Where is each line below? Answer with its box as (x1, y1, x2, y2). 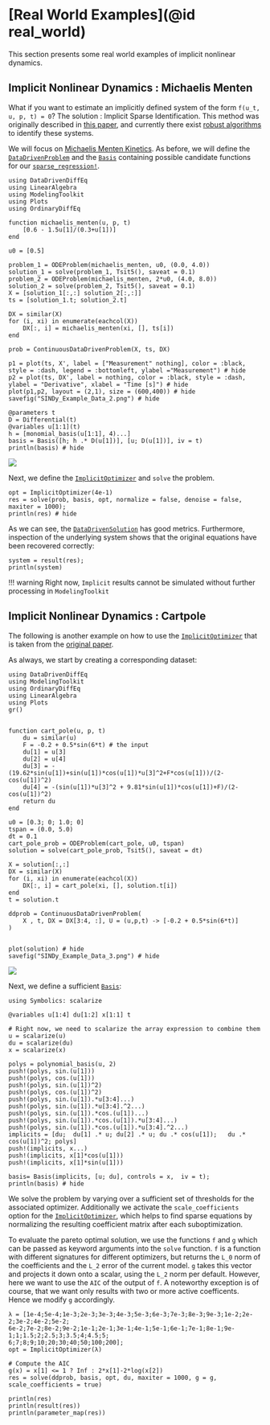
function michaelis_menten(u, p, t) (8, 219, 131, 227)
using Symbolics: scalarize (8, 996, 103, 1004)
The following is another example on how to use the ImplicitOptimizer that (8, 630, 258, 640)
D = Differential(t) (8, 416, 78, 424)
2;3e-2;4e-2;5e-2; (8, 1317, 70, 1325)
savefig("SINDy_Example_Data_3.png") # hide (8, 951, 160, 960)
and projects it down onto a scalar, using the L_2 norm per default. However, (8, 1269, 260, 1279)
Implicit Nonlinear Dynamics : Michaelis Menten (8, 81, 253, 95)
